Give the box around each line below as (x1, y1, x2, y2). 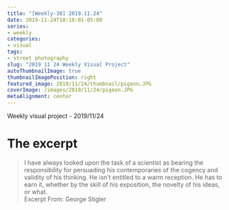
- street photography (7, 55, 69, 62)
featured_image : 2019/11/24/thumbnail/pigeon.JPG (7, 80, 152, 87)
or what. (23, 187, 48, 196)
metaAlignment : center (7, 93, 72, 100)
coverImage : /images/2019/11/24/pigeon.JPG (7, 86, 134, 93)
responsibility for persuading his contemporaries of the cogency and (23, 165, 218, 174)
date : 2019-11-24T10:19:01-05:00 (7, 16, 103, 23)
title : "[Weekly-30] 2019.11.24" (7, 10, 103, 17)
